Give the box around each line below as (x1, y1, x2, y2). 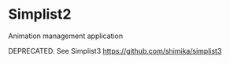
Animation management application (8, 31, 124, 40)
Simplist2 (8, 5, 72, 23)
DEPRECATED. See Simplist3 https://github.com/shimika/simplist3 (8, 46, 222, 55)
